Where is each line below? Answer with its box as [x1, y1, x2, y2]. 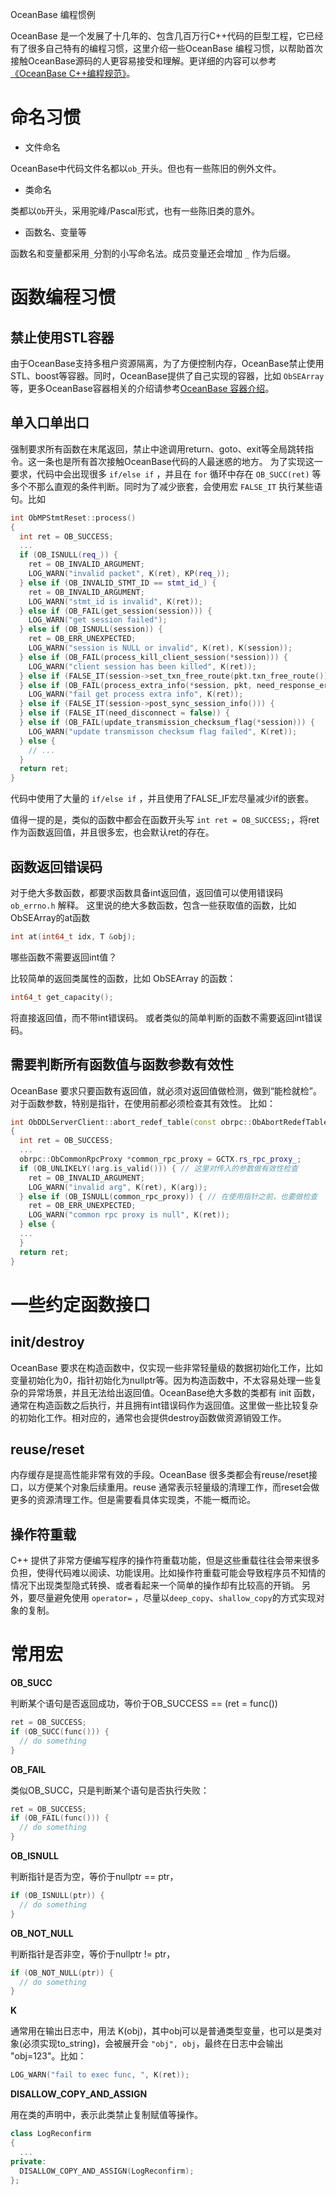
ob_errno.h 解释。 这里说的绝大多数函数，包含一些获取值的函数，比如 [10, 899, 297, 911]
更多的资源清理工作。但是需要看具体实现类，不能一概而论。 [10, 1494, 256, 1506]
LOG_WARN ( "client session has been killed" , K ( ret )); [28, 661, 257, 672]
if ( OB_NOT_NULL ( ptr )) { [10, 1968, 114, 1978]
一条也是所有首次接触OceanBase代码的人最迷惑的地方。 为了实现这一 [36, 455, 323, 467]
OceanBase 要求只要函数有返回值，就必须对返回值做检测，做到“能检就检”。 [10, 1084, 322, 1097]
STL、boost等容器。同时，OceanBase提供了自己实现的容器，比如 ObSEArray [10, 369, 325, 382]
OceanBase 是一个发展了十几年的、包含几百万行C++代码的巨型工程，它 [10, 30, 307, 42]
